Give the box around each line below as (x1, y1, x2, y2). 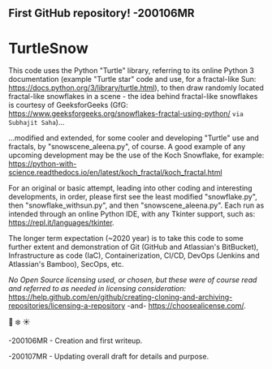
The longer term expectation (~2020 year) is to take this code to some (8, 234, 244, 243)
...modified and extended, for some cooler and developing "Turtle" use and (8, 133, 260, 143)
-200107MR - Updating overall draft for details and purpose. (8, 352, 209, 362)
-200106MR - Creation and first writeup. (8, 336, 143, 345)
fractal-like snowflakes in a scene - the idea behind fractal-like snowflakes (8, 92, 258, 101)
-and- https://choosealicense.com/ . (127, 301, 246, 311)
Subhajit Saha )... (8, 118, 65, 127)
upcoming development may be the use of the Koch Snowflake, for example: (8, 150, 265, 161)
